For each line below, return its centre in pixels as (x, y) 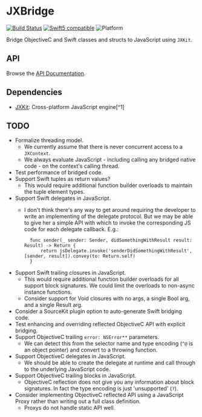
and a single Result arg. (53, 305)
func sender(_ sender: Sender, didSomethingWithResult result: (111, 240)
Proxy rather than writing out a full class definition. (78, 401)
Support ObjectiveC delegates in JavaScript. (70, 356)
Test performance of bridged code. (59, 172)
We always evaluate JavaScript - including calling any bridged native (110, 160)
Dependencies (34, 92)
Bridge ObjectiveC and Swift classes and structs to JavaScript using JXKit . (99, 39)
